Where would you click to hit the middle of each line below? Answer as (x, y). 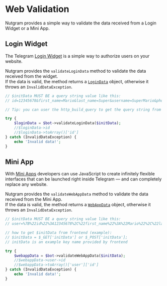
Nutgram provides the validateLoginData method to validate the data (76, 71)
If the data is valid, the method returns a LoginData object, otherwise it (77, 81)
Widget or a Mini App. (27, 28)
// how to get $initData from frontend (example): (59, 233)
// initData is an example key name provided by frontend (66, 242)
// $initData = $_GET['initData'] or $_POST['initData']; (66, 237)
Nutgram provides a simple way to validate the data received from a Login (81, 23)
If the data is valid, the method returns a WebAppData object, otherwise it (78, 205)
